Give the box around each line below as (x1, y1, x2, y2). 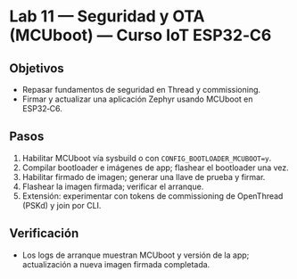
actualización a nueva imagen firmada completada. (21, 258, 210, 269)
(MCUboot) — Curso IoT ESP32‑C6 (9, 25, 272, 45)
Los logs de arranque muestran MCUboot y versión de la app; (21, 250, 250, 260)
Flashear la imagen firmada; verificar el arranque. (21, 181, 204, 192)
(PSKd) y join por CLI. (21, 200, 102, 210)
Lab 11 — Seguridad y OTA (9, 6, 205, 27)
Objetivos (9, 61, 64, 76)
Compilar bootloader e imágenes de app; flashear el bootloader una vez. (21, 162, 290, 173)
